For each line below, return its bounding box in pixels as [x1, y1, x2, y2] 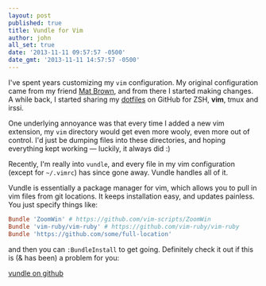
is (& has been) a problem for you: [8, 253, 120, 262]
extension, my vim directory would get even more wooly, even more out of [8, 126, 250, 136]
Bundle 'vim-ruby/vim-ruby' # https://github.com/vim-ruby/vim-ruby [8, 222, 240, 230]
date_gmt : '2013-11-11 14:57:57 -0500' [8, 56, 141, 64]
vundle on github [8, 268, 64, 278]
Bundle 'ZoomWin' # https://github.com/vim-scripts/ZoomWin [8, 215, 212, 223]
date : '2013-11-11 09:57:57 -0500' [8, 48, 126, 56]
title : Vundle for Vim [8, 26, 83, 34]
